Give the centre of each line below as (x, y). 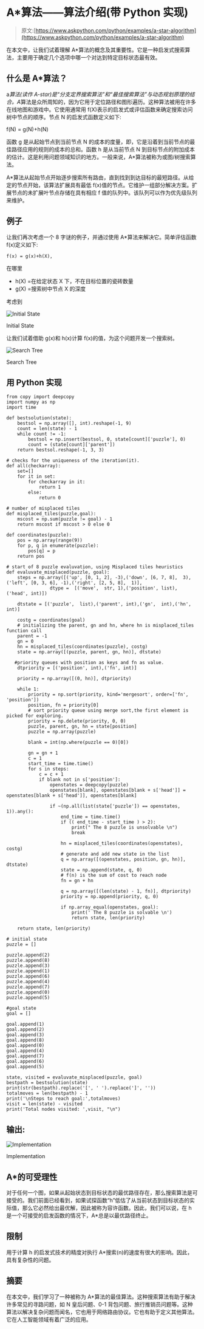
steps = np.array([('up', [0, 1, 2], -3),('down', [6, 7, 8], (97, 578)
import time (21, 408)
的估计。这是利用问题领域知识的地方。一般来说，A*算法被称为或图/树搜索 (99, 157)
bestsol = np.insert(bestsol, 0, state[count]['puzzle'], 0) (107, 439)
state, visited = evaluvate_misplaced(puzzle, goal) (74, 1077)
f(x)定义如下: (22, 244)
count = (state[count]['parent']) (72, 445)
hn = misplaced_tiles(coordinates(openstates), (122, 843)
